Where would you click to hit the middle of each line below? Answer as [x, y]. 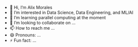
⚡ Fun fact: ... [23, 40]
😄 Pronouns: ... [25, 35]
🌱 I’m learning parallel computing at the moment [58, 18]
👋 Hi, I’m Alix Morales [31, 7]
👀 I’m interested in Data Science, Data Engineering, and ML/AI [71, 12]
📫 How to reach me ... [32, 28]
